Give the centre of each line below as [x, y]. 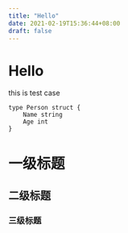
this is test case [34, 93]
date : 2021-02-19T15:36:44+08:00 [64, 23]
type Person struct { [45, 108]
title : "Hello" [34, 16]
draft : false [30, 31]
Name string [43, 115]
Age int [35, 122]
